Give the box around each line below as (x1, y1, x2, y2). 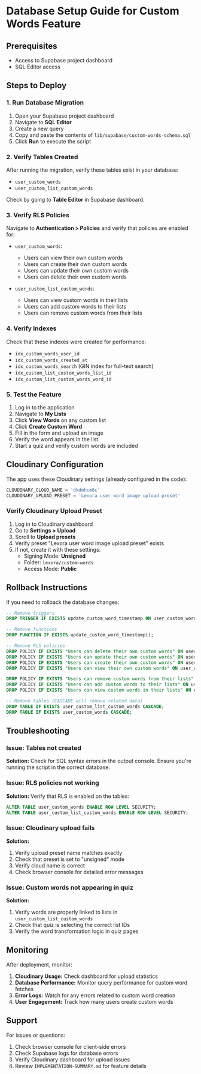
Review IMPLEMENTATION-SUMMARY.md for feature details (14, 1062, 147, 1069)
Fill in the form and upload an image (14, 429, 103, 436)
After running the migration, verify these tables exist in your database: (6, 166, 179, 173)
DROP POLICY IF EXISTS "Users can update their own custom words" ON (6, 654, 184, 660)
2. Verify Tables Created (6, 152, 78, 161)
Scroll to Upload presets (14, 533, 76, 540)
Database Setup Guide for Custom (6, 4, 179, 18)
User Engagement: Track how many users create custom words (14, 998, 173, 1005)
